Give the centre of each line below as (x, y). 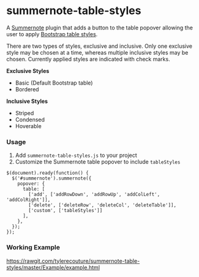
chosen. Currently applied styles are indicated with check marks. (88, 59)
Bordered (27, 89)
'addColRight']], (28, 200)
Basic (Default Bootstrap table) (54, 83)
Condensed (30, 120)
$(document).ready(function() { (47, 173)
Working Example (33, 248)
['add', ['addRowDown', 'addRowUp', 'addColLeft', (94, 195)
